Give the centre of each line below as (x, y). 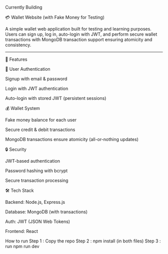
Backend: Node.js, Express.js (35, 202)
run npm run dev (22, 246)
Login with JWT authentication (37, 88)
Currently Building (24, 7)
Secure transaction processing (37, 180)
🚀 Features (16, 59)
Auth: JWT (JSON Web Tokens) (38, 221)
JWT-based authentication (32, 161)
